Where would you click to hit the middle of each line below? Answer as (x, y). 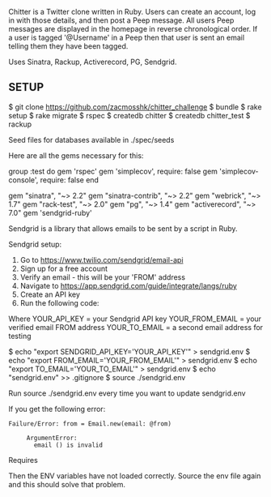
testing (20, 336)
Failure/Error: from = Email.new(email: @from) (90, 424)
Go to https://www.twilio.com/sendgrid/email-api (102, 259)
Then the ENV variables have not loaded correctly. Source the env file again (135, 476)
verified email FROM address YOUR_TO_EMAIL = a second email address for (136, 327)
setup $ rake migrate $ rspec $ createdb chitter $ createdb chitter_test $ (129, 115)
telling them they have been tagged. (68, 46)
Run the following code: (59, 302)
